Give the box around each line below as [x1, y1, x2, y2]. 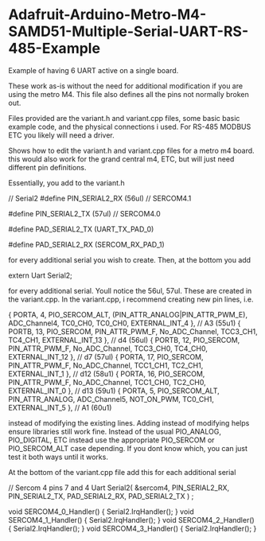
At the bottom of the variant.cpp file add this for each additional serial [8, 467, 236, 477]
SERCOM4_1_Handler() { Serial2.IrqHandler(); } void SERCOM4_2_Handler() [8, 515, 255, 524]
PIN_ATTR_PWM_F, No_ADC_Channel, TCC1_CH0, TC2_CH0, [8, 377, 207, 387]
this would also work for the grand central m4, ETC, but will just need [8, 154, 235, 164]
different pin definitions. [8, 162, 87, 172]
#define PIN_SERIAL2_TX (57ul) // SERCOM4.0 [8, 208, 161, 218]
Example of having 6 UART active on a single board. [8, 65, 179, 75]
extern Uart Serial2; [8, 270, 73, 280]
